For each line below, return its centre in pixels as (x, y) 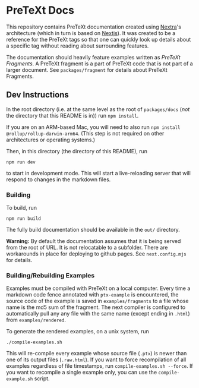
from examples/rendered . (36, 320)
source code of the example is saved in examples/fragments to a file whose (97, 301)
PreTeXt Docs (40, 10)
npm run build (24, 219)
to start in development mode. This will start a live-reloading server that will (99, 173)
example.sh (20, 379)
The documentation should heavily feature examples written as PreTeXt (93, 57)
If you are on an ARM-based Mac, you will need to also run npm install (93, 127)
